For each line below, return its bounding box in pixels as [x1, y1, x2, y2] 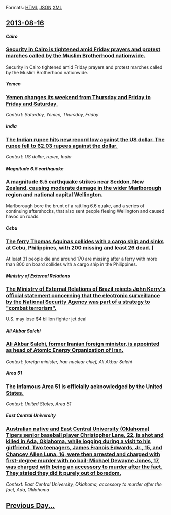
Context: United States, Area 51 [6, 401, 72, 407]
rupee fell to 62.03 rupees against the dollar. [6, 142, 118, 149]
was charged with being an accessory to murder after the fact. [6, 463, 163, 470]
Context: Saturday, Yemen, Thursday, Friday [6, 112, 99, 118]
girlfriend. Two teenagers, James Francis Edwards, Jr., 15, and [6, 444, 162, 452]
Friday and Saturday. [6, 100, 58, 107]
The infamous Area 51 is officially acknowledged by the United [6, 383, 163, 390]
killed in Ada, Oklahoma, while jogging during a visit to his [6, 438, 151, 445]
